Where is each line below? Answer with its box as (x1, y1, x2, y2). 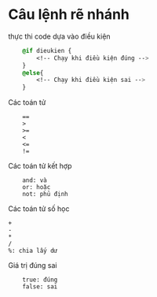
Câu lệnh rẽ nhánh (8, 6, 130, 24)
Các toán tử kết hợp (8, 161, 72, 171)
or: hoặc (22, 184, 51, 191)
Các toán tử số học (8, 204, 70, 213)
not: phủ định (22, 191, 68, 199)
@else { (22, 69, 44, 76)
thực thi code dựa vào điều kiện (8, 32, 111, 41)
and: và (22, 176, 47, 184)
